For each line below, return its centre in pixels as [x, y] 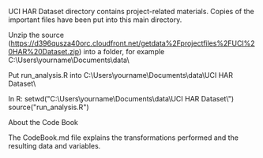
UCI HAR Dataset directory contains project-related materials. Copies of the [131, 11]
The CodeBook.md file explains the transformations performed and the [124, 138]
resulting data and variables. [54, 146]
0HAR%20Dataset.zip [44, 51]
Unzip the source [36, 35]
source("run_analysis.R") [49, 107]
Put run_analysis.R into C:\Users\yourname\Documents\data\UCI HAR [120, 75]
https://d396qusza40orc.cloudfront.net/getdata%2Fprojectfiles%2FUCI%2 [133, 43]
